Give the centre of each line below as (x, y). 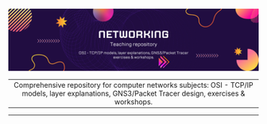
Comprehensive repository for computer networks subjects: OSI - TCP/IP (133, 85)
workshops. (133, 101)
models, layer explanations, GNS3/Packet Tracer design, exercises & (133, 93)
